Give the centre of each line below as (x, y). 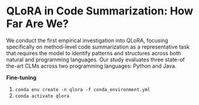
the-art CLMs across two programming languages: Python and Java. (91, 66)
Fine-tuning (21, 77)
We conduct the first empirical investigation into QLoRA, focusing (87, 40)
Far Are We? (38, 24)
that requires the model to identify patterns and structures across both (94, 53)
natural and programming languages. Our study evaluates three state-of (96, 59)
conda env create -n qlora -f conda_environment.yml (83, 89)
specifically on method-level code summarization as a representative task (98, 47)
